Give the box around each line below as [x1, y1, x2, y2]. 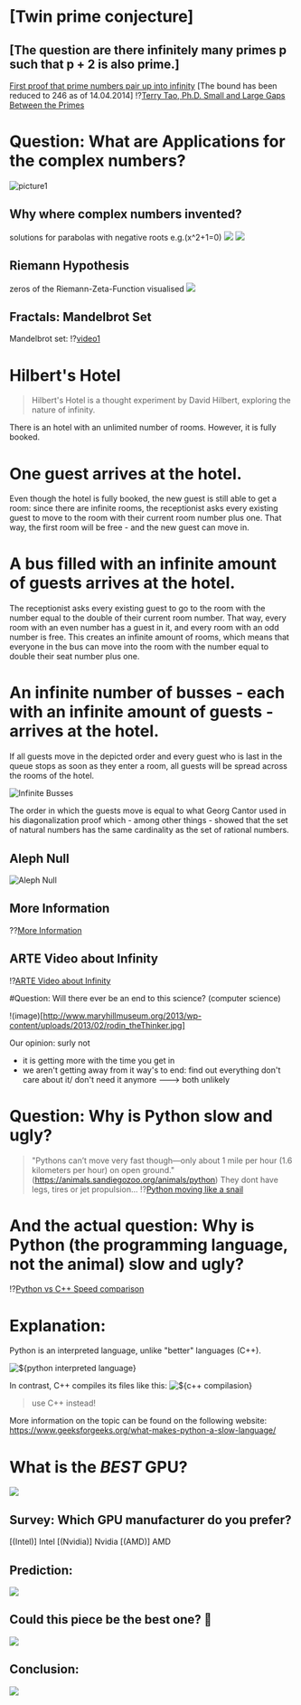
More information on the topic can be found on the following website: [9, 1416, 268, 1426]
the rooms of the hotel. [9, 771, 95, 781]
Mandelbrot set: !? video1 [9, 333, 101, 345]
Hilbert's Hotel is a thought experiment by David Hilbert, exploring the [31, 395, 291, 406]
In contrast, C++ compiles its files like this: [9, 1380, 168, 1391]
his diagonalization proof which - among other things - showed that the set [9, 815, 288, 826]
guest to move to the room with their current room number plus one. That [9, 513, 282, 524]
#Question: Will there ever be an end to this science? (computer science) [9, 992, 282, 1003]
